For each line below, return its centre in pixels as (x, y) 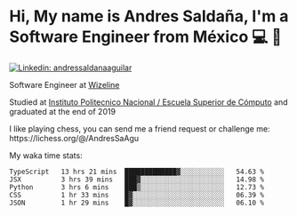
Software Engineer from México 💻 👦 (146, 37)
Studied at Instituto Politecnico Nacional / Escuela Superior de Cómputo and (148, 102)
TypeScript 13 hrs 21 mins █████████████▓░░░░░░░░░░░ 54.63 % (137, 172)
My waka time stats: (46, 155)
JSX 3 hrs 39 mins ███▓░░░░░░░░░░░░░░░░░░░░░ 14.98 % (137, 180)
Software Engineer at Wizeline (64, 84)
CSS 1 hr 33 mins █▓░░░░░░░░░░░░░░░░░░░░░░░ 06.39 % (137, 195)
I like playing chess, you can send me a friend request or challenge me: (140, 128)
